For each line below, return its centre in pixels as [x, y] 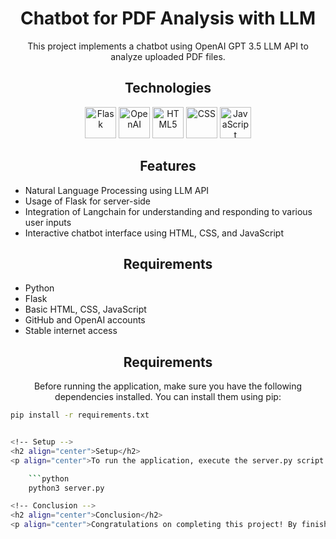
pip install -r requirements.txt [80, 415]
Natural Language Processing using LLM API [117, 190]
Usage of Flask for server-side [88, 201]
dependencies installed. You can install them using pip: [168, 397]
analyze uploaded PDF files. [168, 56]
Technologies [168, 88]
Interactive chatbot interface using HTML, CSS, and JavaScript [154, 233]
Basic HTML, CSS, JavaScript [85, 309]
